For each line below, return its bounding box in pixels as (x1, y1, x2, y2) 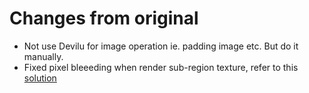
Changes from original (9, 7, 199, 30)
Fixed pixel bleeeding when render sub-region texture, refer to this (23, 61, 299, 73)
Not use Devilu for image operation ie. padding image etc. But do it (23, 40, 299, 52)
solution (23, 72, 57, 84)
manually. (23, 50, 64, 62)
